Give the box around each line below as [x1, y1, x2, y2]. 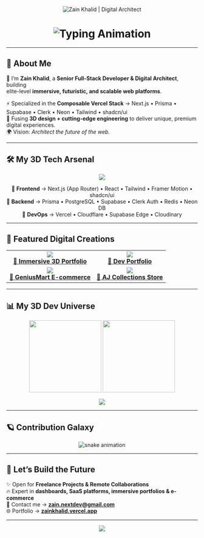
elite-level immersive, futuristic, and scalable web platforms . [6, 87, 162, 95]
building [6, 81, 27, 88]
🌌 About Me [6, 58, 52, 69]
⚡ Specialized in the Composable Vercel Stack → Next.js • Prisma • [6, 99, 177, 107]
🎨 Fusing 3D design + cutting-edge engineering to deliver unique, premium [6, 115, 197, 122]
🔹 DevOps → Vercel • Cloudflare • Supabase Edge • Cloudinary [22, 210, 182, 218]
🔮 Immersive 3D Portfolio [13, 257, 87, 266]
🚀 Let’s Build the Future [6, 465, 95, 475]
